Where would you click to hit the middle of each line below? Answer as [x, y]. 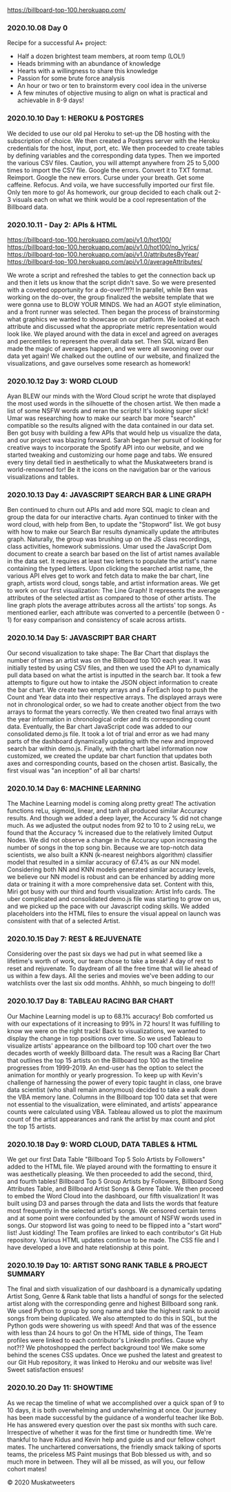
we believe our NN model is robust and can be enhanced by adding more [111, 877]
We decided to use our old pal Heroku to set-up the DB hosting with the [109, 133]
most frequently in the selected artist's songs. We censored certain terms [112, 1210]
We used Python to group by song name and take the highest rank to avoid [113, 1311]
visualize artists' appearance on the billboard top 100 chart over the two [109, 1046]
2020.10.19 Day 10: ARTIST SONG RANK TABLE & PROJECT [108, 1265]
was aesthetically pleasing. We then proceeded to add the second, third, [110, 1173]
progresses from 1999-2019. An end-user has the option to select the [106, 1068]
